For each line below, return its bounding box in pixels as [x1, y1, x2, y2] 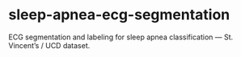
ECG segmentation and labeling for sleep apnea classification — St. [8, 32, 234, 42]
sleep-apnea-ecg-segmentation [8, 6, 230, 24]
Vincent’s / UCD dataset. [8, 40, 91, 50]
